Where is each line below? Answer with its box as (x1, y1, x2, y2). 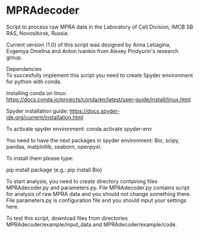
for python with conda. (6, 78, 62, 85)
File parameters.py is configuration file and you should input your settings (6, 196, 187, 204)
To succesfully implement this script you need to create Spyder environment (6, 71, 193, 79)
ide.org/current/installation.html (6, 114, 84, 121)
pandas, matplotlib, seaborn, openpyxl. (6, 143, 102, 150)
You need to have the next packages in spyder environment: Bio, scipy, (6, 136, 180, 143)
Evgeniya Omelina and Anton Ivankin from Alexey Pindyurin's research (6, 47, 179, 54)
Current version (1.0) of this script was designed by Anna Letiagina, (6, 41, 171, 48)
